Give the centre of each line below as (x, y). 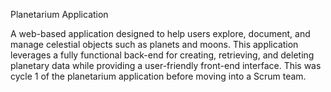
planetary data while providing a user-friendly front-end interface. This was (166, 65)
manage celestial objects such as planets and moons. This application (154, 44)
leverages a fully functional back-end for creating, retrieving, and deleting (162, 55)
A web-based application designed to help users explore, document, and (160, 33)
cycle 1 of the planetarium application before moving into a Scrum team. (158, 76)
